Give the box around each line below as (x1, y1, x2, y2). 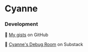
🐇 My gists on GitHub (4, 32, 48, 38)
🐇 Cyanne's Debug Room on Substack (4, 42, 83, 48)
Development (4, 21, 38, 28)
